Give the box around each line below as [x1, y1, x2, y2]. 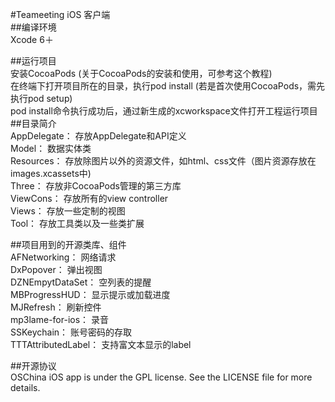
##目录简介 [10, 118, 57, 129]
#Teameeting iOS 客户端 [10, 9, 111, 20]
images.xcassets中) [10, 168, 92, 179]
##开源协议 [10, 360, 57, 372]
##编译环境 [10, 21, 57, 33]
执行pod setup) [10, 93, 73, 104]
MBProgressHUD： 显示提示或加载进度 [10, 289, 171, 300]
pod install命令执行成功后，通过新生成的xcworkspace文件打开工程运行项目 [10, 105, 318, 117]
